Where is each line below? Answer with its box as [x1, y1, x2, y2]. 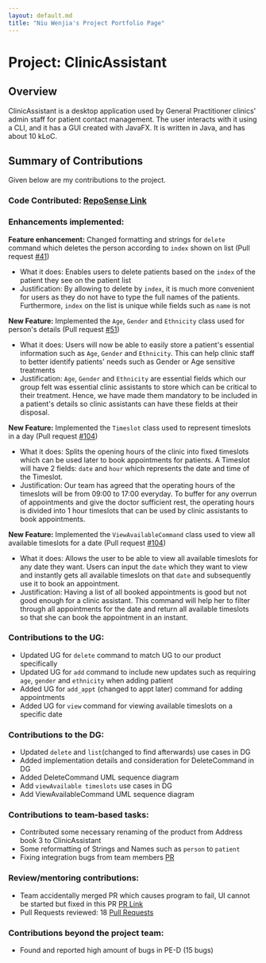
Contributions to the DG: [8, 729, 105, 740]
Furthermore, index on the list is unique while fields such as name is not [19, 300, 251, 310]
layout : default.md [8, 11, 73, 20]
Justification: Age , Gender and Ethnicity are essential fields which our [19, 373, 246, 383]
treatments [19, 365, 56, 374]
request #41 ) [8, 251, 50, 261]
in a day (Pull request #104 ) [8, 431, 98, 441]
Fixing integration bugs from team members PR [19, 853, 175, 862]
